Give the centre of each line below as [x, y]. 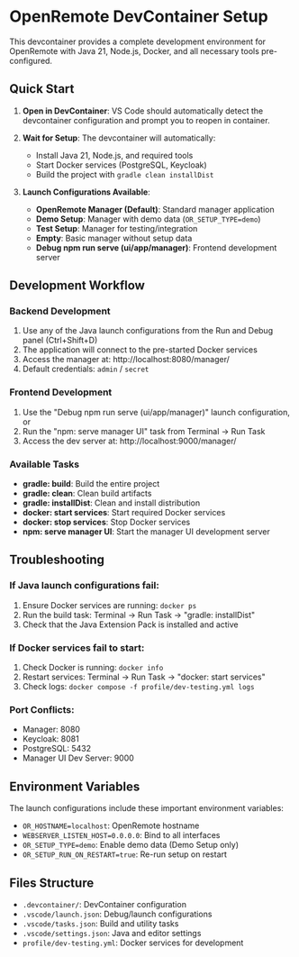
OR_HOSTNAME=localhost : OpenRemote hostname [111, 825]
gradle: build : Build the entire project [91, 484]
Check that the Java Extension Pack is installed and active [130, 624]
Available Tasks [45, 464]
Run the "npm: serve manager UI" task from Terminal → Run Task [144, 431]
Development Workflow [77, 286]
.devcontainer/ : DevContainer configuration [104, 904]
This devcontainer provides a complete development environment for [138, 41]
